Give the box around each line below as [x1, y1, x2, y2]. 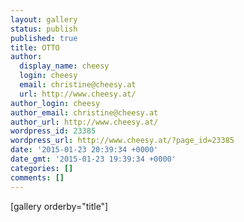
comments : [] [10, 172, 65, 183]
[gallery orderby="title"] [10, 200, 109, 212]
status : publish [10, 24, 78, 34]
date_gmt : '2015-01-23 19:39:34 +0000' [10, 154, 177, 164]
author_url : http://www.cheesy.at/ [10, 117, 159, 127]
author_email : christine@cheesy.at [10, 107, 159, 118]
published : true [10, 33, 78, 43]
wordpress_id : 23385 [10, 126, 97, 136]
